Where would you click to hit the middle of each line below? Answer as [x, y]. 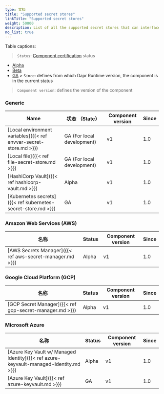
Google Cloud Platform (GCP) [40, 277]
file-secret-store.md [32, 162]
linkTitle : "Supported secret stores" [44, 19]
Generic [15, 103]
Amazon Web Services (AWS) [41, 223]
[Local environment [30, 130]
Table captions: [20, 46]
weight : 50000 [20, 23]
